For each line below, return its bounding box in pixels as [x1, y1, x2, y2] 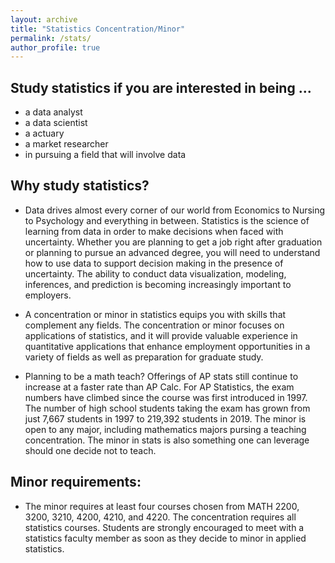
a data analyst [24, 106, 83, 118]
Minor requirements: [10, 474, 142, 491]
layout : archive [10, 14, 78, 25]
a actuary [24, 127, 65, 140]
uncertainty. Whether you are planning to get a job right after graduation [24, 236, 323, 248]
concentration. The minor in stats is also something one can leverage [24, 434, 310, 446]
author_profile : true [10, 42, 101, 53]
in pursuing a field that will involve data [24, 149, 187, 161]
